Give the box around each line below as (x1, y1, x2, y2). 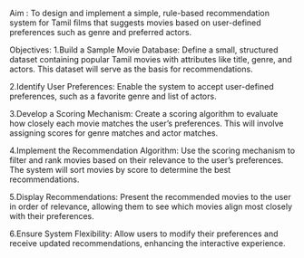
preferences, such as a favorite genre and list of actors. (9, 91, 217, 101)
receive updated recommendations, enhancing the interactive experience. (9, 238, 286, 248)
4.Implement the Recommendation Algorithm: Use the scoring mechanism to (9, 145, 296, 156)
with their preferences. (9, 211, 95, 221)
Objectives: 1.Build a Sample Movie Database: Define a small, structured (9, 44, 279, 55)
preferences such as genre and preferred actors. (9, 27, 192, 37)
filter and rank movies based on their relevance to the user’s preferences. (9, 155, 284, 166)
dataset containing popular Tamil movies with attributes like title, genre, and (9, 54, 292, 64)
